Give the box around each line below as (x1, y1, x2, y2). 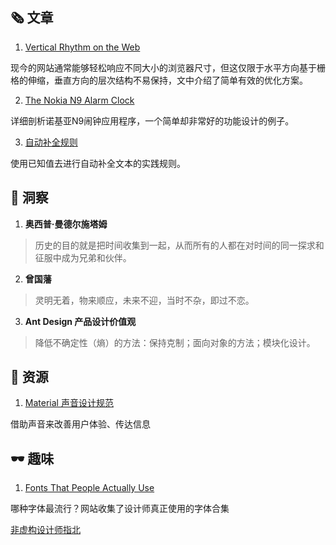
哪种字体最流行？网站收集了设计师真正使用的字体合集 (10, 503, 230, 515)
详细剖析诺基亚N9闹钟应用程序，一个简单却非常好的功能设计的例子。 (10, 114, 295, 127)
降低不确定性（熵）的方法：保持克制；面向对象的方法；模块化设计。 (34, 336, 316, 348)
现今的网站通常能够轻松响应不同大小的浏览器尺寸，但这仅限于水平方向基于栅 (10, 61, 326, 73)
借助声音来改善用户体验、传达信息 (10, 418, 151, 430)
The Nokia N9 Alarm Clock (24, 94, 135, 106)
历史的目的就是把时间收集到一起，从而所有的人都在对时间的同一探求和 (34, 239, 325, 251)
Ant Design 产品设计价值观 (24, 315, 137, 327)
